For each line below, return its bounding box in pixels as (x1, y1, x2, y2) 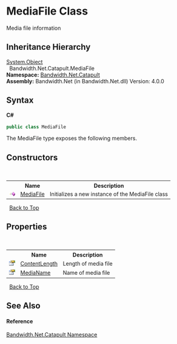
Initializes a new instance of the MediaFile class (49, 190, 169, 198)
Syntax (6, 95, 34, 106)
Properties (6, 221, 47, 232)
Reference (6, 317, 33, 325)
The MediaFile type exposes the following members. (6, 135, 138, 142)
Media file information (6, 24, 61, 32)
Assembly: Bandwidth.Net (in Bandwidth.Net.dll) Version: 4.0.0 (6, 77, 165, 84)
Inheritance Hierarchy (6, 42, 91, 52)
